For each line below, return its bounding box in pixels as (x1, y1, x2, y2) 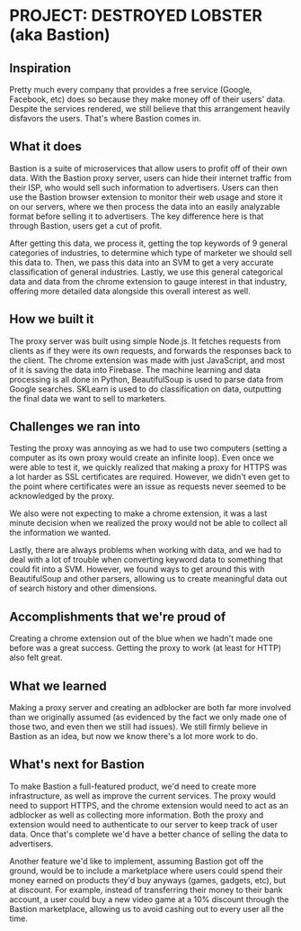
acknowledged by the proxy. (9, 491, 115, 502)
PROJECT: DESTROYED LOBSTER (9, 5, 263, 26)
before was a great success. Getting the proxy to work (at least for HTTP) (9, 643, 281, 654)
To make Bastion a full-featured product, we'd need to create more (9, 781, 257, 791)
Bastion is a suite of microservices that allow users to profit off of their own (9, 163, 288, 174)
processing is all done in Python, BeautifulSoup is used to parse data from (9, 374, 284, 384)
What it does (9, 139, 83, 154)
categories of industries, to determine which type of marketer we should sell (9, 247, 292, 258)
